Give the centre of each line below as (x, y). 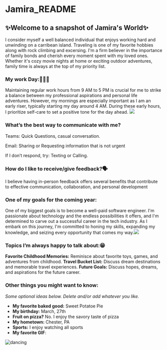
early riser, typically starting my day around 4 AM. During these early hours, (83, 106)
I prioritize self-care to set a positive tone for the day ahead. (67, 112)
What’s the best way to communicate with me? (63, 125)
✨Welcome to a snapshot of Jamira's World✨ (77, 28)
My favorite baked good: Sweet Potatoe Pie (58, 306)
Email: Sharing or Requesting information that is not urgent (65, 146)
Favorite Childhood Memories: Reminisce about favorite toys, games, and (82, 256)
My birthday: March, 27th (39, 311)
